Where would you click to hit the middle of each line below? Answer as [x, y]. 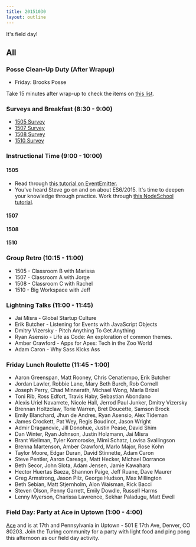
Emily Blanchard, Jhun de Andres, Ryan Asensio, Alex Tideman [91, 415]
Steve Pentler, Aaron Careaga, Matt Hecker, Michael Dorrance [90, 459]
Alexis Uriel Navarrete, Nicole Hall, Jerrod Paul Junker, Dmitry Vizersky [101, 403]
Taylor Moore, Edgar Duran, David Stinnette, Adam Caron [84, 453]
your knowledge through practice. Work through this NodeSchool [94, 196]
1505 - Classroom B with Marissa [55, 271]
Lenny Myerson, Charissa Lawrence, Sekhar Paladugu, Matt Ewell [95, 497]
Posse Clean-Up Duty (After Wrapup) [61, 69]
